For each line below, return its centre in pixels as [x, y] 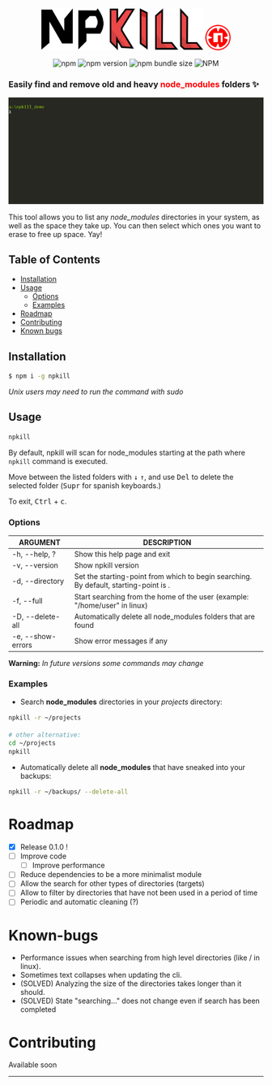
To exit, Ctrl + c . [38, 501]
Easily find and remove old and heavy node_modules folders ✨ [134, 84]
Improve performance [68, 866]
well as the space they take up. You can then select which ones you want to [135, 225]
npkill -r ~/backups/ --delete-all [68, 792]
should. [33, 992]
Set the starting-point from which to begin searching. [163, 577]
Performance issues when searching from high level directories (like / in [140, 957]
